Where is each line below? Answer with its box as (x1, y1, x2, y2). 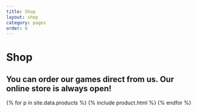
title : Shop (6, 8, 36, 15)
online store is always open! (6, 84, 112, 94)
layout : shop (6, 14, 39, 20)
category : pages (6, 20, 46, 25)
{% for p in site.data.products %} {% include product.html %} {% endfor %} (6, 99, 192, 107)
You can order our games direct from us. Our (6, 74, 174, 84)
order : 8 (6, 25, 28, 31)
